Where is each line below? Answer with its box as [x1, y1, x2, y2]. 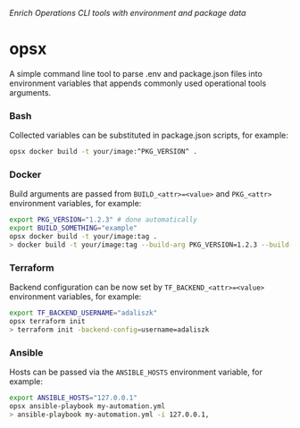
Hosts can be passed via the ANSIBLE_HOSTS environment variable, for [9, 366, 263, 378]
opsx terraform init [9, 317, 87, 326]
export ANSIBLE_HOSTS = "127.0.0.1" [9, 393, 138, 403]
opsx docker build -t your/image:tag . [9, 232, 158, 241]
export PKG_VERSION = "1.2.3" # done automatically [9, 215, 198, 224]
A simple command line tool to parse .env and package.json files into [9, 68, 263, 79]
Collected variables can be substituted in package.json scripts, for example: [9, 130, 288, 141]
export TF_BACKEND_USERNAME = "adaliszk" [9, 308, 158, 318]
